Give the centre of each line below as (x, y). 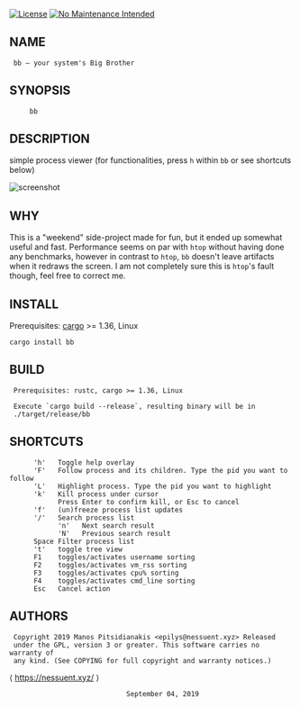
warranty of (32, 653)
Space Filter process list (84, 541)
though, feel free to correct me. (68, 276)
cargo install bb (42, 342)
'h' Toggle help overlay (84, 462)
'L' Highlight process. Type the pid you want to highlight (152, 486)
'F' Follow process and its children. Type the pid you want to (160, 470)
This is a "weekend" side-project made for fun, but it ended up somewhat (146, 238)
